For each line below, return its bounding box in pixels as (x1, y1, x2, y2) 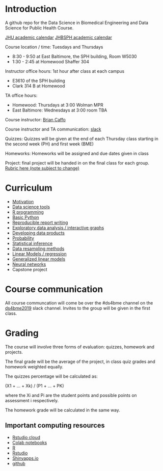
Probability (12, 235, 34, 241)
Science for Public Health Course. (5, 25, 74, 30)
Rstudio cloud (12, 434, 40, 440)
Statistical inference (12, 240, 53, 246)
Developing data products (12, 230, 65, 236)
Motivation (12, 198, 34, 204)
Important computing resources (5, 421, 105, 430)
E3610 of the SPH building (12, 78, 65, 83)
